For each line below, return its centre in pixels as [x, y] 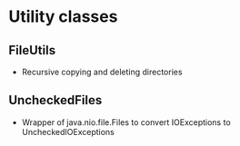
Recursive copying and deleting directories [102, 72]
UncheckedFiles [55, 100]
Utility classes [63, 17]
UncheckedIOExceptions [68, 131]
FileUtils [32, 50]
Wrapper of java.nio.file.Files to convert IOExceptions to [126, 122]
